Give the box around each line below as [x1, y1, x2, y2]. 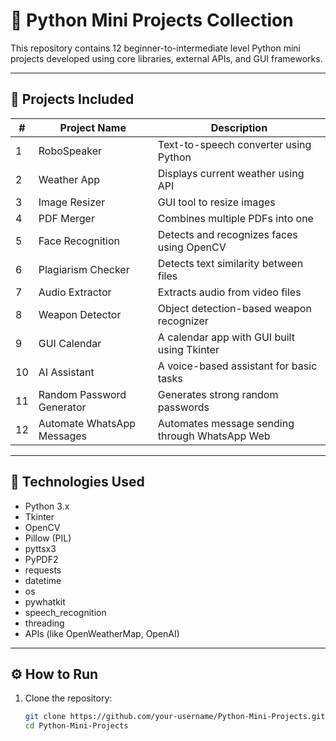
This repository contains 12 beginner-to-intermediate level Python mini [10, 42, 302, 54]
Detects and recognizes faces [157, 227, 298, 241]
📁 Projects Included [10, 91, 135, 108]
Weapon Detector [38, 307, 122, 321]
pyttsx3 [24, 542, 57, 554]
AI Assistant [38, 365, 95, 379]
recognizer [157, 314, 209, 328]
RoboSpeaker [38, 144, 103, 158]
